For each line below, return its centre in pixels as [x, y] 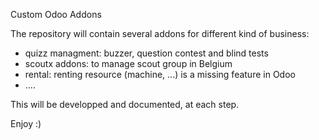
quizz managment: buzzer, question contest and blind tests [146, 53]
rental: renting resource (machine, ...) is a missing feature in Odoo [160, 74]
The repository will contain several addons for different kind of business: [160, 33]
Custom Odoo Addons [56, 14]
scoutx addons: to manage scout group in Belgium [128, 63]
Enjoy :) [26, 123]
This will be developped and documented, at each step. [125, 104]
